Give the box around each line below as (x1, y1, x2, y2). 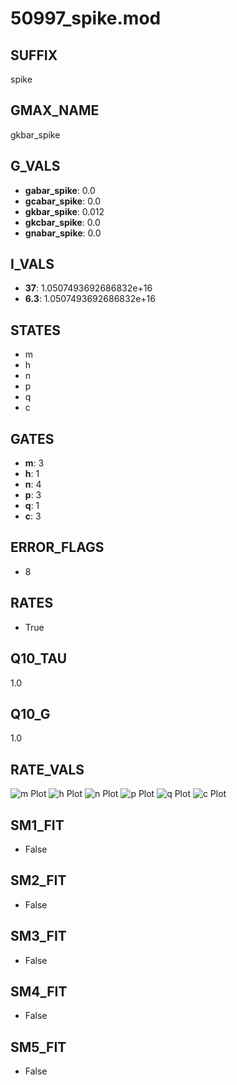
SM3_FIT (10, 928, 67, 945)
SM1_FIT (10, 817, 65, 834)
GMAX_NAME (10, 102, 100, 119)
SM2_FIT (10, 872, 67, 889)
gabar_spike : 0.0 (24, 184, 96, 196)
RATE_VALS (10, 761, 85, 778)
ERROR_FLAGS (10, 539, 105, 556)
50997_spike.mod (10, 7, 162, 30)
